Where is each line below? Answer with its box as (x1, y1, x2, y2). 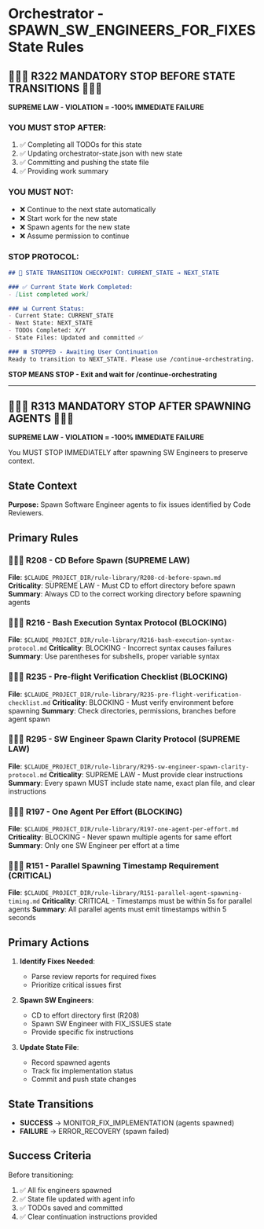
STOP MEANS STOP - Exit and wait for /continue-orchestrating (8, 369, 218, 379)
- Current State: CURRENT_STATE (8, 312, 114, 320)
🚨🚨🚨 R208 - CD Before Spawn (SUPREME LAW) (8, 555, 190, 566)
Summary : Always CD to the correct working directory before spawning (8, 589, 242, 598)
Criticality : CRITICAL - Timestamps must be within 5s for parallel (42, 897, 253, 906)
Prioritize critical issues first (31, 980, 122, 990)
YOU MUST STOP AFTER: (8, 122, 107, 133)
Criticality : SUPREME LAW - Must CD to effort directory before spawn (8, 581, 236, 590)
